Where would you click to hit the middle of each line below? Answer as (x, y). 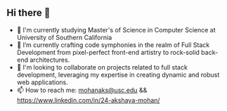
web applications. (42, 82)
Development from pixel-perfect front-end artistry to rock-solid (108, 52)
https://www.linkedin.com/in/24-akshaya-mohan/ (88, 100)
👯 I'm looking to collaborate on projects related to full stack (102, 67)
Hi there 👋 (28, 13)
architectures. (50, 60)
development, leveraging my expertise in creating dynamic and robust (118, 74)
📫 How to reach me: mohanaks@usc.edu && (82, 90)
